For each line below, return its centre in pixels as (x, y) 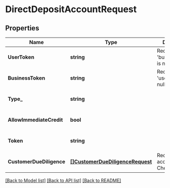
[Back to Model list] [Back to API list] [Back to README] (63, 180)
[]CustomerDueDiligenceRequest (111, 162)
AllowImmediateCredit (35, 120)
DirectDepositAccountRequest (71, 9)
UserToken (21, 57)
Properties (22, 28)
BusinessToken (27, 78)
